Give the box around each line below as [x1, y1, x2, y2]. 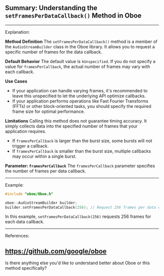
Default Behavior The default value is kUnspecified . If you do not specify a [5, 58, 156, 64]
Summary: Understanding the [5, 4, 98, 12]
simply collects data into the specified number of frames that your [5, 123, 138, 129]
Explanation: [5, 29, 30, 35]
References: [5, 233, 29, 239]
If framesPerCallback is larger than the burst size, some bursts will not [12, 138, 152, 144]
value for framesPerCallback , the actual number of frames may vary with [5, 64, 150, 69]
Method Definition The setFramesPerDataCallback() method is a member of [5, 39, 158, 44]
